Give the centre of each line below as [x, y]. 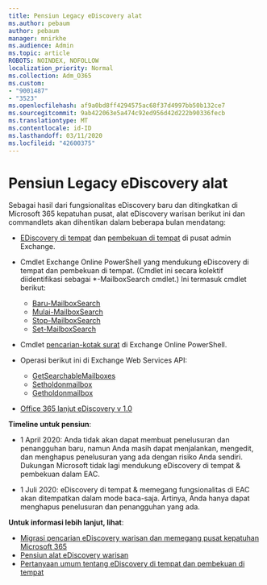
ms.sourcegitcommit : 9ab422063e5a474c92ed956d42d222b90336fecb [117, 114]
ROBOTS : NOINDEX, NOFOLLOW [54, 61]
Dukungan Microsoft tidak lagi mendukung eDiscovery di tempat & [130, 466]
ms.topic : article [39, 53]
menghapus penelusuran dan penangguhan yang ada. [110, 507]
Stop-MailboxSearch [66, 321]
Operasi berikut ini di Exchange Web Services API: [104, 360]
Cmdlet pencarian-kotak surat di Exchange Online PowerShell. [123, 345]
